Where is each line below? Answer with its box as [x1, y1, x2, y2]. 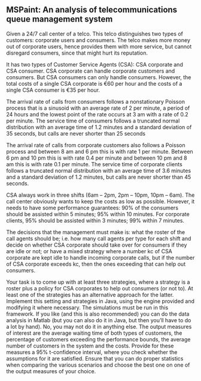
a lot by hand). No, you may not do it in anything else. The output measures [6, 323, 192, 330]
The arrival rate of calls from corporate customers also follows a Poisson [6, 141, 185, 149]
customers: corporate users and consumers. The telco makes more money [6, 36, 190, 44]
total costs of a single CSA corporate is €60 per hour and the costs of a [6, 80, 182, 87]
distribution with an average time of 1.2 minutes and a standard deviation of [6, 123, 192, 131]
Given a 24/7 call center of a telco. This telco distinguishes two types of [6, 30, 184, 37]
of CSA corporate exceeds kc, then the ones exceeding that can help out [6, 260, 186, 268]
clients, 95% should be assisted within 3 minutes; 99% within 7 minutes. [6, 217, 184, 224]
